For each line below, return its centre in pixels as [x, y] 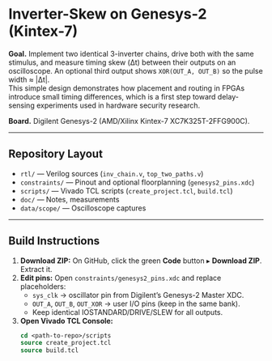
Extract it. [36, 269]
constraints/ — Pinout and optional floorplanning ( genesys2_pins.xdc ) [137, 182]
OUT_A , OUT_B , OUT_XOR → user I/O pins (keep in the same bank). [136, 304]
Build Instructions [54, 241]
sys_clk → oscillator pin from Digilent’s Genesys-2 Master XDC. [138, 295]
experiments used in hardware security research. [118, 105]
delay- [228, 96]
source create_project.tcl [66, 343]
